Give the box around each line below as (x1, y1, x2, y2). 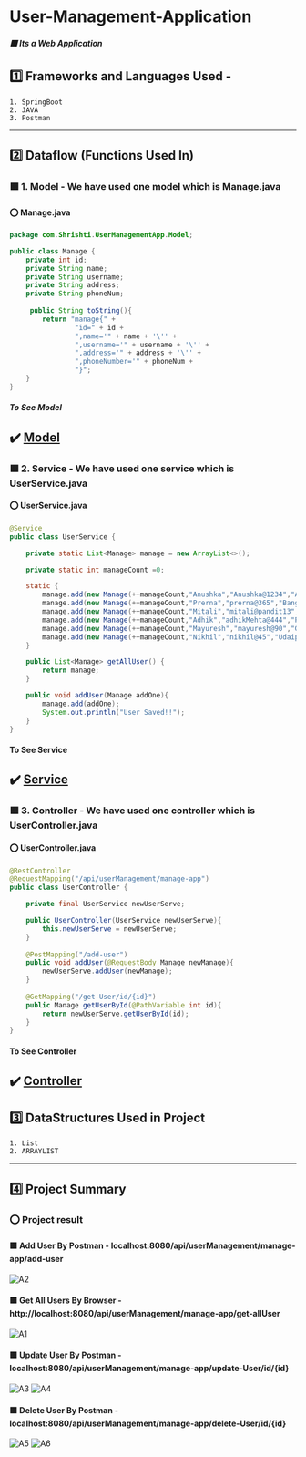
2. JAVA (9, 105, 39, 115)
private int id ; (25, 255, 88, 264)
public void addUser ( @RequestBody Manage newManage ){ (25, 958, 234, 967)
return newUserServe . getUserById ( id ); (42, 1009, 189, 1018)
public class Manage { (9, 246, 96, 256)
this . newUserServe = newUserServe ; (42, 924, 178, 934)
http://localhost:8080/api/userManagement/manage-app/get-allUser (9, 1308, 280, 1319)
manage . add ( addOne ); (42, 699, 120, 708)
